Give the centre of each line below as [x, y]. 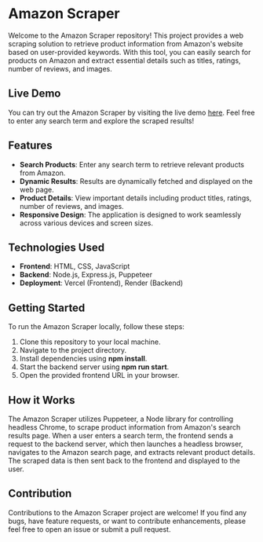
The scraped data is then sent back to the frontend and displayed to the [124, 461]
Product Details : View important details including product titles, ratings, [135, 198]
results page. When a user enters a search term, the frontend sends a [121, 436]
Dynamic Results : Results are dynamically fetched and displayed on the [136, 181]
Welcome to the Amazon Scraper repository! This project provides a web [126, 35]
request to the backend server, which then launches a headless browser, [126, 444]
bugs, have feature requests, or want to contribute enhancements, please [127, 521]
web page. [37, 189]
